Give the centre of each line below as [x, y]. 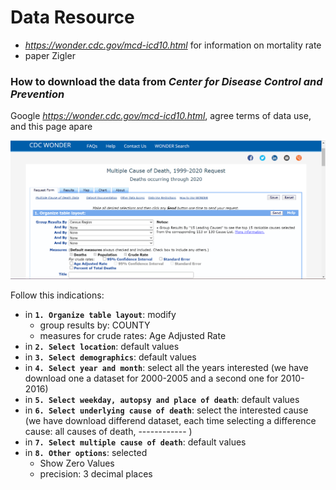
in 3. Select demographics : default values [110, 357]
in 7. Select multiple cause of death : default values [135, 442]
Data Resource [72, 17]
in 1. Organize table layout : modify [100, 315]
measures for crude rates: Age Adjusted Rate [133, 336]
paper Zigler [50, 55]
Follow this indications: [57, 295]
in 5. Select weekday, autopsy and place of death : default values [162, 400]
